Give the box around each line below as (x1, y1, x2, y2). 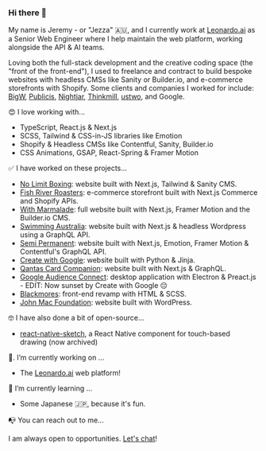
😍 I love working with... (8, 107, 86, 117)
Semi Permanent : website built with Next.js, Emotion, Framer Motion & (19, 239, 249, 248)
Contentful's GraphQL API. (19, 247, 107, 257)
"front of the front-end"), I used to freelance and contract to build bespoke (8, 67, 253, 76)
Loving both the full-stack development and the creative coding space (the (8, 58, 253, 68)
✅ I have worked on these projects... (8, 163, 127, 173)
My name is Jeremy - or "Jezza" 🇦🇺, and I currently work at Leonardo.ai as (8, 25, 256, 35)
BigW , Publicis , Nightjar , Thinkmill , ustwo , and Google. (8, 91, 185, 102)
